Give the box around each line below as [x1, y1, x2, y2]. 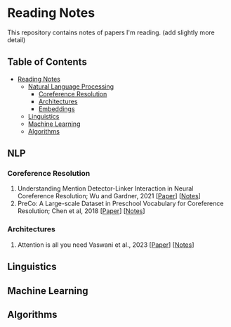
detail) [7, 35, 26, 44]
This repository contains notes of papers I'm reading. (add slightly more [7, 28, 216, 37]
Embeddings [38, 104, 75, 113]
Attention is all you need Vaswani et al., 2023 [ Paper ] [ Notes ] [17, 241, 194, 249]
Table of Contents [7, 56, 88, 68]
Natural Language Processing [27, 82, 114, 91]
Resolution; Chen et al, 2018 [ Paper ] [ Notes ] [17, 207, 145, 215]
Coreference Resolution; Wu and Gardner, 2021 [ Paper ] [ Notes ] [17, 192, 202, 200]
